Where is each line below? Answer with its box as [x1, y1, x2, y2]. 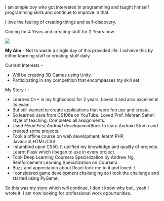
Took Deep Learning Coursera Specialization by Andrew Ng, [12, 154, 135, 160]
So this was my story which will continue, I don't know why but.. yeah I [5, 185, 149, 191]
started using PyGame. [12, 175, 59, 181]
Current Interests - [5, 62, 43, 68]
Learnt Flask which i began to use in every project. [12, 149, 115, 155]
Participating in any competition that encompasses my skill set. [12, 77, 141, 83]
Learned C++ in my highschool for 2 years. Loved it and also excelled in [12, 97, 159, 102]
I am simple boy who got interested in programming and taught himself [5, 4, 149, 10]
